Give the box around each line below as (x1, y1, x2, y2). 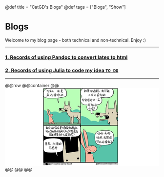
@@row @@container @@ (5, 83, 59, 88)
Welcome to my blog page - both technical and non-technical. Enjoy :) (5, 37, 146, 43)
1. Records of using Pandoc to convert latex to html (5, 53, 128, 60)
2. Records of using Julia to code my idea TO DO (5, 67, 119, 73)
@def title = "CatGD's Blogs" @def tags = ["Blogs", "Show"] (5, 4, 126, 10)
